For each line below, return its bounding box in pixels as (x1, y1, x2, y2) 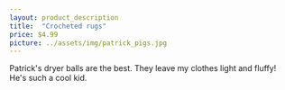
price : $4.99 (9, 30, 59, 39)
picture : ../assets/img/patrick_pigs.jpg (9, 38, 168, 48)
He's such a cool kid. (9, 73, 87, 84)
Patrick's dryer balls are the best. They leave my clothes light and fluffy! (9, 63, 277, 74)
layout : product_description (9, 13, 119, 22)
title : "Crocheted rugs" (9, 22, 106, 31)
